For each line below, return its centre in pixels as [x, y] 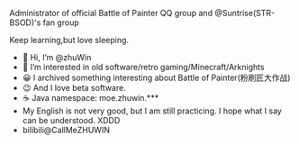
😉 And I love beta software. [74, 88]
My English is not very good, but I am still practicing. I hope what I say [152, 111]
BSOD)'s [25, 22]
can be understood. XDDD [71, 120]
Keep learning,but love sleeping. [69, 40]
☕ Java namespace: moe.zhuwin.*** [91, 98]
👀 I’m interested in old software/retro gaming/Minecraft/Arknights [143, 67]
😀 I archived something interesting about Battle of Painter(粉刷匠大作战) [156, 77]
